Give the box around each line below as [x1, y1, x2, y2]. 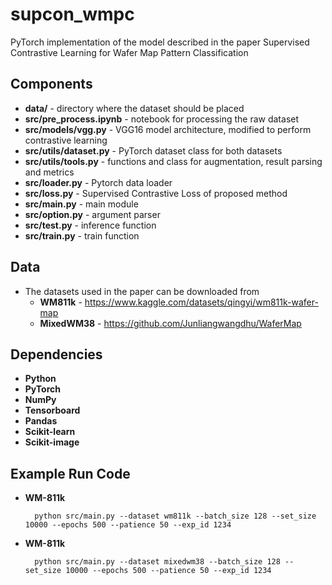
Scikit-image [24, 436, 80, 448]
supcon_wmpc [10, 3, 135, 26]
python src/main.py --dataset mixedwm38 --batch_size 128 [34, 557, 281, 567]
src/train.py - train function [24, 229, 140, 242]
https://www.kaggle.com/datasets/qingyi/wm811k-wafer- [84, 296, 319, 308]
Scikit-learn [24, 426, 76, 438]
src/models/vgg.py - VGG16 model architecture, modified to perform [24, 123, 312, 135]
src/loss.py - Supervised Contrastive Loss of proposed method [24, 187, 288, 199]
